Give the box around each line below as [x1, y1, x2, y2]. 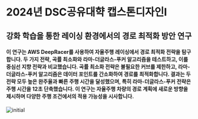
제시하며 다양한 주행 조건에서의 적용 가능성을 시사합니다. [6, 93, 134, 100]
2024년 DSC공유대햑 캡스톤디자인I [6, 5, 167, 19]
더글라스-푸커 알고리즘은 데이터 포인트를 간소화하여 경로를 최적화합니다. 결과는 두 [6, 70, 191, 78]
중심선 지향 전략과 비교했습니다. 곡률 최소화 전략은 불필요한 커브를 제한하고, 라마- [6, 63, 190, 70]
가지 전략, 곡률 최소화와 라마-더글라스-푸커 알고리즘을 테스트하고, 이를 [29, 56, 189, 63]
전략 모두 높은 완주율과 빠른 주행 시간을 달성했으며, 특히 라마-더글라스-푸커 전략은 [6, 78, 192, 85]
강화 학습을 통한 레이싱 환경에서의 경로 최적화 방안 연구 [6, 31, 192, 41]
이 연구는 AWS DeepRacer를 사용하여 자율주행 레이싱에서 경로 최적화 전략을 [6, 49, 181, 56]
